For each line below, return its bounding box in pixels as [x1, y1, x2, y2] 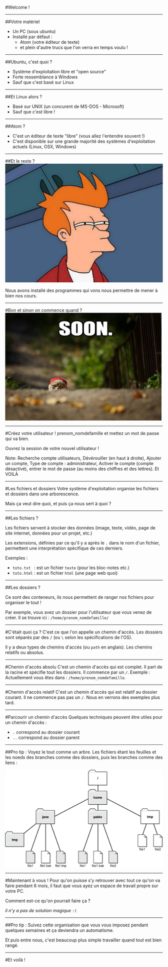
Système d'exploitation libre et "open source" [12, 69, 106, 74]
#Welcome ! [5, 5, 30, 10]
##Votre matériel [5, 19, 40, 25]
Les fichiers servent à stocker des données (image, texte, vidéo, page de [5, 525, 156, 530]
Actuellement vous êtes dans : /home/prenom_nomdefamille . [5, 675, 126, 680]
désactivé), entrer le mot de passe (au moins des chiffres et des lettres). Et [5, 466, 159, 472]
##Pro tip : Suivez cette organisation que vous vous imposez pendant [5, 922, 148, 928]
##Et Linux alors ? [5, 94, 42, 99]
